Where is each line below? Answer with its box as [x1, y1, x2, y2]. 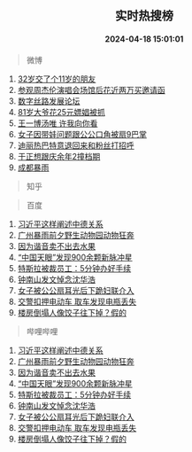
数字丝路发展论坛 [17, 96, 81, 106]
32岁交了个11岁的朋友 [17, 74, 96, 84]
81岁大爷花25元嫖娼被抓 [17, 106, 105, 117]
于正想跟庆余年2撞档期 [17, 151, 101, 161]
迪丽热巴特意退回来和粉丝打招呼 [17, 140, 134, 151]
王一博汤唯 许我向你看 [17, 118, 98, 129]
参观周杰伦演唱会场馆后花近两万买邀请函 [17, 84, 165, 95]
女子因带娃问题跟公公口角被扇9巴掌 [17, 129, 148, 139]
